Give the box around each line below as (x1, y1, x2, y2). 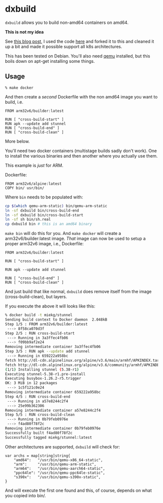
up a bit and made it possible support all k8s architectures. (5, 43, 122, 49)
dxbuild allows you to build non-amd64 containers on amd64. (5, 19, 129, 25)
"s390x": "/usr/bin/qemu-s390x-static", (14, 474, 101, 480)
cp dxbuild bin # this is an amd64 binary (5, 222, 92, 227)
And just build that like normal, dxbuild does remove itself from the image (5, 289, 152, 294)
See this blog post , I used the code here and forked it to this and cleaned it (5, 38, 154, 44)
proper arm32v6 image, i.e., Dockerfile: (5, 241, 84, 247)
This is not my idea (5, 29, 44, 35)
